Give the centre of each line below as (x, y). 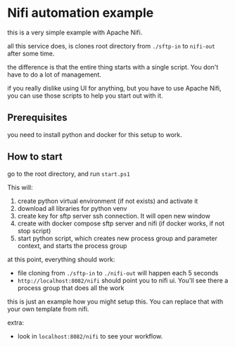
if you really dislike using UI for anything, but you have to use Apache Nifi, (114, 88)
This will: (20, 187)
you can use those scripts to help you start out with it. (85, 96)
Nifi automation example (81, 13)
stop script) (34, 230)
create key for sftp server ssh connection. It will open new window (114, 216)
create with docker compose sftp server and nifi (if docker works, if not (121, 223)
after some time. (31, 53)
